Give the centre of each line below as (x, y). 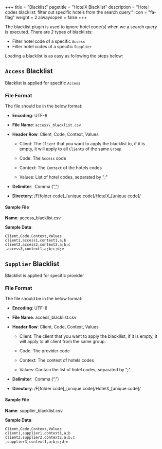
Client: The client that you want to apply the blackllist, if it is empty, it (88, 336)
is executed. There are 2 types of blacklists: (49, 32)
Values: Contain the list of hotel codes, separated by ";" (75, 370)
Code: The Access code (43, 158)
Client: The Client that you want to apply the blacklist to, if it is (82, 144)
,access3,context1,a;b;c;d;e (35, 249)
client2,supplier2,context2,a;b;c (40, 437)
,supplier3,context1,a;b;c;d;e (37, 442)
